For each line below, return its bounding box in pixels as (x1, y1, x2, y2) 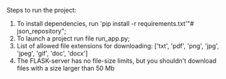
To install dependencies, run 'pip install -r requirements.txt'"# (16, 20, 195, 27)
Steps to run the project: (6, 6, 77, 14)
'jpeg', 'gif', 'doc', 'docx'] (16, 49, 88, 57)
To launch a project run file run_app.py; (16, 34, 130, 43)
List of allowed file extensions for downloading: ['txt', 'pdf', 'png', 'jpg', (16, 42, 220, 50)
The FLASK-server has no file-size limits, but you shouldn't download (16, 57, 217, 65)
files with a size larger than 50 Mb (16, 64, 115, 72)
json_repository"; (16, 27, 66, 35)
